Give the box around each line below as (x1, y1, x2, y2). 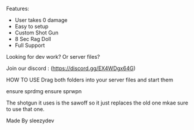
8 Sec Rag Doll (14, 36, 52, 42)
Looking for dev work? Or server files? (6, 53, 100, 60)
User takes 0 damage (14, 17, 68, 23)
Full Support (14, 42, 45, 49)
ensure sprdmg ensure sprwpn (6, 88, 82, 94)
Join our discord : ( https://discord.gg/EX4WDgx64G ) (6, 65, 136, 72)
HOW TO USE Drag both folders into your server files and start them (6, 77, 174, 83)
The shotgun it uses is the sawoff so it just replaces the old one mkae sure (6, 99, 189, 106)
